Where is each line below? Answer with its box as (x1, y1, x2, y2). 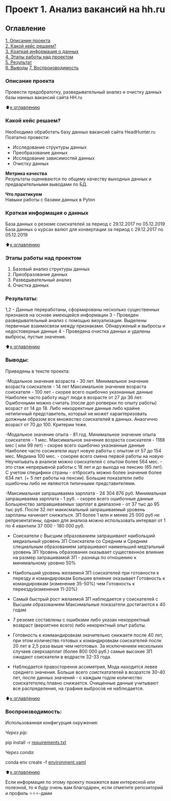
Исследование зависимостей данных (12, 155, 95, 161)
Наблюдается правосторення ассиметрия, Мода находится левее (12, 663, 158, 670)
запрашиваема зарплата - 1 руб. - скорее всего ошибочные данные (5, 495, 154, 501)
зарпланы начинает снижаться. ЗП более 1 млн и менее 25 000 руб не (5, 512, 160, 518)
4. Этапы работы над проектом (5, 54, 74, 60)
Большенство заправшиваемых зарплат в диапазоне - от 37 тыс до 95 (5, 501, 160, 507)
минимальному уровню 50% (12, 560, 76, 566)
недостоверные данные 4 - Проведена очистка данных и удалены (5, 328, 151, 334)
